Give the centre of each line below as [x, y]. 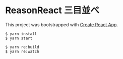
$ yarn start [19, 38]
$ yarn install [21, 34]
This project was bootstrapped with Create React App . [62, 24]
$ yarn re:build [22, 47]
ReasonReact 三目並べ [52, 10]
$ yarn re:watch [22, 51]
